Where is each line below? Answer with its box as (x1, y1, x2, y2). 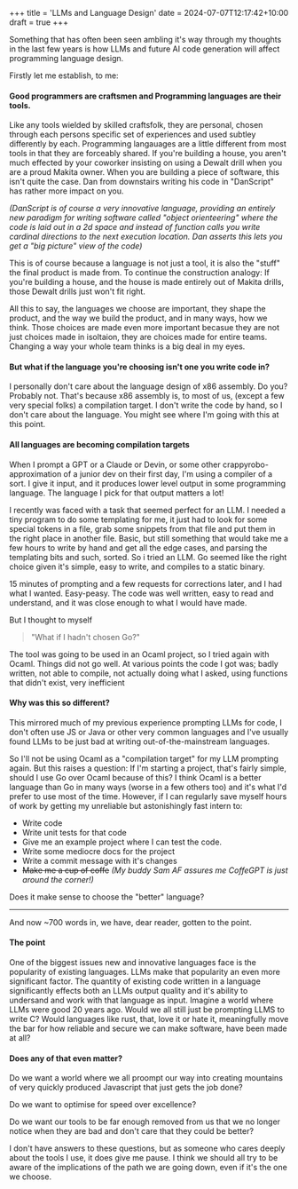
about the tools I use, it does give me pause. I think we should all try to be (9, 1153, 278, 1163)
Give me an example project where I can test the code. (21, 836, 223, 847)
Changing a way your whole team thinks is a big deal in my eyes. (9, 341, 246, 352)
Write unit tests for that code (21, 827, 127, 837)
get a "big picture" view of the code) (9, 241, 143, 251)
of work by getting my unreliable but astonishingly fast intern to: (9, 800, 243, 811)
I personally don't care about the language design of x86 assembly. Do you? (9, 381, 288, 392)
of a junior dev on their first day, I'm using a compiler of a (63, 468, 273, 479)
